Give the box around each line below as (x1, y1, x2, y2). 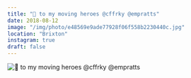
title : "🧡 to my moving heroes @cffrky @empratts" (7, 10, 160, 18)
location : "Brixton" (7, 30, 69, 38)
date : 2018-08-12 (7, 17, 59, 24)
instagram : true (7, 37, 55, 44)
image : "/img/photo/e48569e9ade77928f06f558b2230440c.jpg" (7, 23, 185, 30)
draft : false (7, 43, 46, 50)
